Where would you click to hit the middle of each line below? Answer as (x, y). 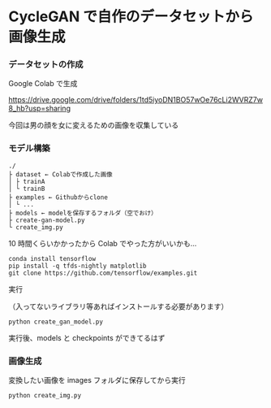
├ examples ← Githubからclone (58, 197)
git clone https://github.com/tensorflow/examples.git (103, 273)
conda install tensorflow (52, 258)
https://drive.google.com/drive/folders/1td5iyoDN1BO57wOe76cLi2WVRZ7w (136, 100)
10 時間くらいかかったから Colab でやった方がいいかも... (103, 243)
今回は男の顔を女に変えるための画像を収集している (94, 125)
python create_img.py (45, 396)
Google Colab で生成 (43, 84)
